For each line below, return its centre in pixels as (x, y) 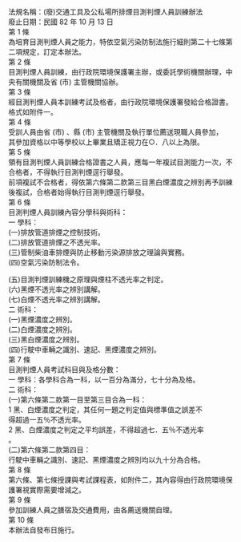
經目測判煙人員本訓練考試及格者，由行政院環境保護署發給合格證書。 (120, 102)
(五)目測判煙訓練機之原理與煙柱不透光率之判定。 (88, 279)
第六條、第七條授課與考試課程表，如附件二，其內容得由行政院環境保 (120, 480)
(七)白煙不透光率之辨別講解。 (57, 299)
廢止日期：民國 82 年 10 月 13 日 (61, 22)
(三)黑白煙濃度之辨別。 (46, 340)
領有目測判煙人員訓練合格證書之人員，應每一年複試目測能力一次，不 (120, 162)
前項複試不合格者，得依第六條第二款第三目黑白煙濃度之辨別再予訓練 (120, 182)
